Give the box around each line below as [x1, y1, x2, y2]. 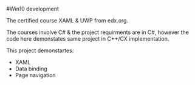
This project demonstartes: [6, 47, 74, 54]
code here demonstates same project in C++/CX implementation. [6, 35, 169, 42]
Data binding [15, 65, 47, 72]
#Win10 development [6, 5, 60, 12]
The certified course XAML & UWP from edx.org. [6, 17, 129, 24]
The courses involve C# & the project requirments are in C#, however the [6, 29, 190, 36]
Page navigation [15, 72, 56, 78]
